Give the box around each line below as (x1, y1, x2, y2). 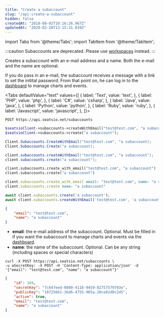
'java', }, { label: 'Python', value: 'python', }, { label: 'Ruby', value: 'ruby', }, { (5, 103, 155, 109)
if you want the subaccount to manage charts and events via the (12, 234, 142, 240)
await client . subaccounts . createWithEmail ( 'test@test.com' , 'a (5, 197, 137, 202)
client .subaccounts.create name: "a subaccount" (5, 184, 106, 189)
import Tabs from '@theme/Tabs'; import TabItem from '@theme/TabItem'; (5, 39, 155, 45)
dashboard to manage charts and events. (5, 83, 88, 89)
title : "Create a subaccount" (5, 7, 67, 12)
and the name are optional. (5, 63, 59, 69)
